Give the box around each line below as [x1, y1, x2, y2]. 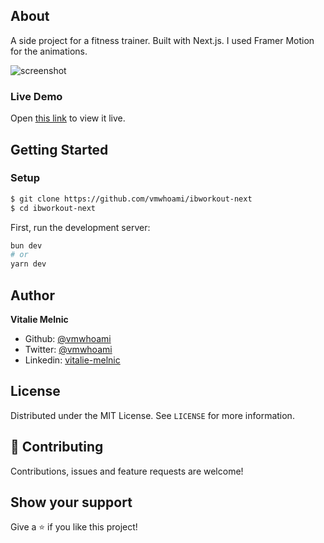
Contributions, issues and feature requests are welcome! [10, 465, 244, 477]
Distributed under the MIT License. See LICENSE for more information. [10, 409, 295, 421]
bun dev [10, 240, 43, 251]
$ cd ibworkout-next [10, 203, 97, 213]
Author [10, 287, 55, 304]
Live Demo [10, 89, 63, 103]
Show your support [10, 494, 133, 511]
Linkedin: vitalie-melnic [24, 354, 121, 366]
